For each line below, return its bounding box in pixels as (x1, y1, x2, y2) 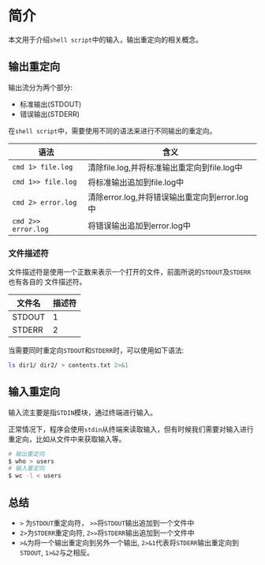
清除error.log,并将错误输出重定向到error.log (88, 191, 248, 202)
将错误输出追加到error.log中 (88, 220, 192, 231)
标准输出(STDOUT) (19, 99, 82, 109)
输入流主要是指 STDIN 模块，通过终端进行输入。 (8, 407, 158, 417)
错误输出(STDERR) (19, 109, 80, 118)
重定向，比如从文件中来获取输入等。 (8, 434, 126, 443)
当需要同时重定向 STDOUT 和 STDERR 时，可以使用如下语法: (8, 346, 184, 355)
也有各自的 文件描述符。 (8, 277, 87, 286)
